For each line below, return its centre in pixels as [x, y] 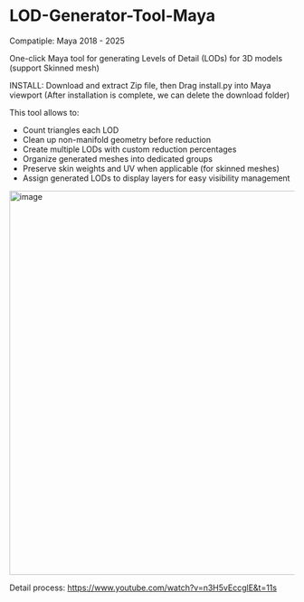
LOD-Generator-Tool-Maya [112, 16]
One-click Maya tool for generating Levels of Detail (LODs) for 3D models [146, 58]
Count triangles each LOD [71, 130]
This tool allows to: [44, 112]
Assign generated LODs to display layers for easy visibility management [156, 178]
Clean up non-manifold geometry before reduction [116, 139]
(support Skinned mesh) [54, 68]
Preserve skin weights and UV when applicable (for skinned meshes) [151, 168]
